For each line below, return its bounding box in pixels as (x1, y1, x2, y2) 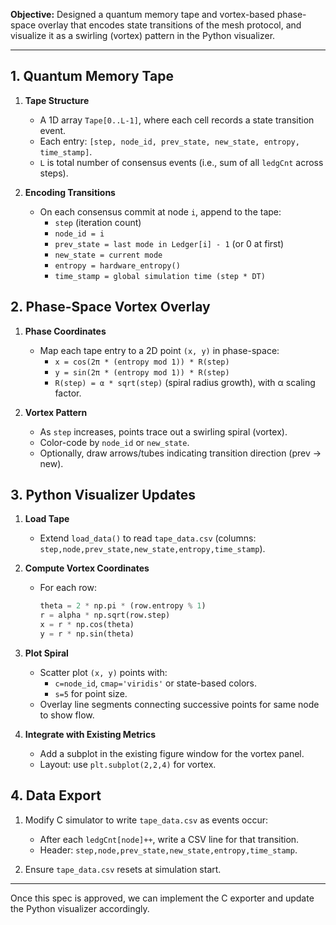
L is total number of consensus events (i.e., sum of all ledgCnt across (39, 156, 324, 168)
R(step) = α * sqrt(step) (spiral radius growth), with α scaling (54, 376, 316, 388)
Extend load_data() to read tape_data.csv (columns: (39, 532, 257, 544)
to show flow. (39, 709, 95, 721)
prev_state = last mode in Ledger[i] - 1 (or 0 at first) (54, 237, 285, 249)
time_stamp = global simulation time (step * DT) (54, 271, 266, 281)
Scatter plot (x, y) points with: (39, 666, 168, 678)
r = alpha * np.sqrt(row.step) (39, 610, 171, 621)
